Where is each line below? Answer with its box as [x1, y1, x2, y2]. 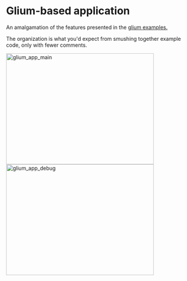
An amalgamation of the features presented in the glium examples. [6, 24, 168, 31]
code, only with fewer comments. [6, 41, 87, 49]
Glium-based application [6, 4, 130, 18]
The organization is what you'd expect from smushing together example [6, 35, 181, 42]
